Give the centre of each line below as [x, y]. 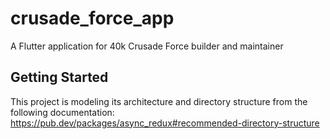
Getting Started [59, 77]
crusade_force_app [92, 18]
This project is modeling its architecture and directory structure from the [159, 101]
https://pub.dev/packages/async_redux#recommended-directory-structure [165, 123]
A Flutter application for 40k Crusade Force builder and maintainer [147, 46]
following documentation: [62, 112]
